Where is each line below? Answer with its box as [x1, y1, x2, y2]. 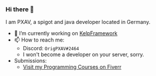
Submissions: [14, 57, 47, 64]
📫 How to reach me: [14, 36, 65, 43]
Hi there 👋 [5, 5, 35, 13]
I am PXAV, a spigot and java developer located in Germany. [5, 19, 151, 26]
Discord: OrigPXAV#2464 [22, 45, 79, 52]
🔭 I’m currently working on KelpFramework [14, 30, 118, 37]
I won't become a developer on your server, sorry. [22, 51, 145, 58]
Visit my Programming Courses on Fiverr [22, 64, 122, 71]
